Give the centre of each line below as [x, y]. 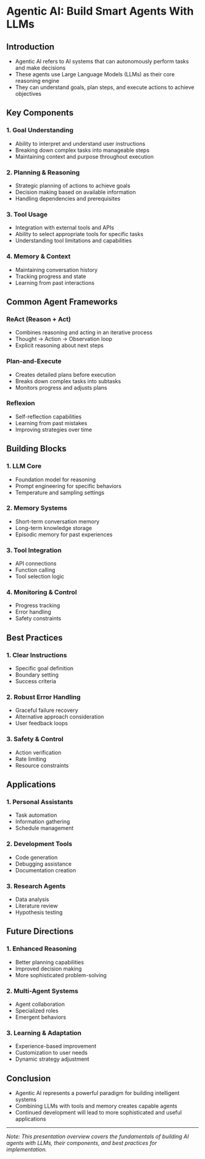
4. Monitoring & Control [42, 592]
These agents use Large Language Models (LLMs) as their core [95, 74]
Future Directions [40, 931]
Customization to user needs [51, 1053]
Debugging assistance [43, 864]
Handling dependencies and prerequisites [68, 198]
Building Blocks [37, 449]
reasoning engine [37, 81]
